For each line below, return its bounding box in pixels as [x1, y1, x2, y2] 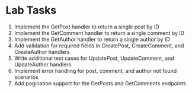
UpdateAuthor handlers [14, 60, 72, 68]
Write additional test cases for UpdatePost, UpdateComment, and [14, 54, 174, 62]
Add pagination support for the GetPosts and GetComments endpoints [14, 79, 186, 86]
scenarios [14, 73, 39, 81]
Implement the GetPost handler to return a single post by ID [14, 23, 159, 30]
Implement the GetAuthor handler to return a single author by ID [14, 36, 170, 43]
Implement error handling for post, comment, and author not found [14, 67, 177, 74]
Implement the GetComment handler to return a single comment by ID [14, 29, 185, 36]
